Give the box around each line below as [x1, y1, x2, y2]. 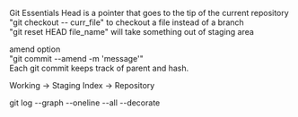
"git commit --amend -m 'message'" [9, 54, 144, 63]
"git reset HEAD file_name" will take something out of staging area [9, 27, 254, 37]
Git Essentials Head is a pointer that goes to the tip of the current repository [9, 8, 289, 18]
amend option [9, 44, 61, 54]
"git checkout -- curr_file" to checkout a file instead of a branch [9, 17, 244, 28]
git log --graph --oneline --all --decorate [9, 97, 161, 108]
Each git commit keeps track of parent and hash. [9, 63, 189, 73]
